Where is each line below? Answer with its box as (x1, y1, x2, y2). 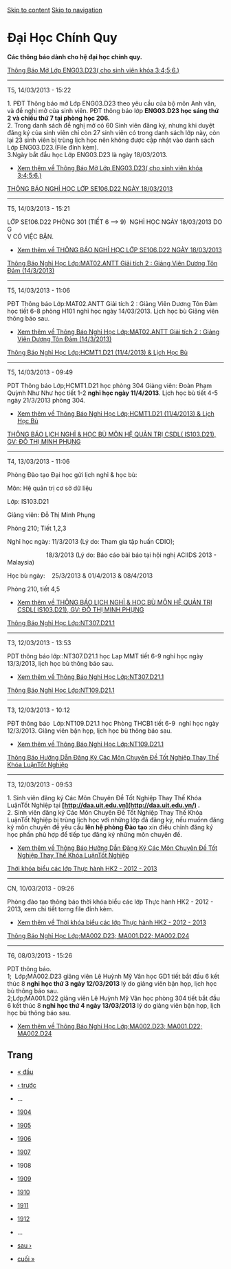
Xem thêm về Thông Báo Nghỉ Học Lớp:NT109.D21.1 (16, 740, 164, 748)
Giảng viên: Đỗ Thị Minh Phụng (7, 510, 96, 519)
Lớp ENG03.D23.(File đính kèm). (7, 143, 99, 151)
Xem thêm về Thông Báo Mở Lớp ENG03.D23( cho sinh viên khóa (16, 163, 203, 172)
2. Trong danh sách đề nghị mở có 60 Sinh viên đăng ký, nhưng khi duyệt (7, 121, 214, 130)
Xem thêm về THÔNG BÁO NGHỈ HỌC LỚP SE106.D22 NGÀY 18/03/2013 (16, 245, 222, 254)
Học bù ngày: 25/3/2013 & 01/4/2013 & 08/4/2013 (7, 571, 153, 580)
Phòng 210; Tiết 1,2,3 (7, 524, 67, 532)
